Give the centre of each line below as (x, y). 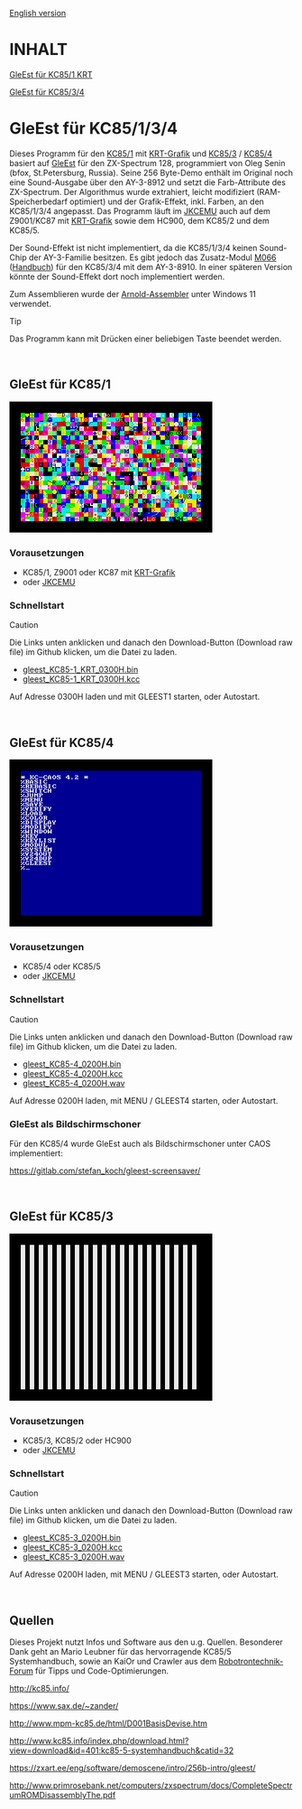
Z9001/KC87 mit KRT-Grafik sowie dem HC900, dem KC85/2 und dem (140, 220)
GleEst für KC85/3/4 (47, 92)
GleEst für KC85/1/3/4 (94, 129)
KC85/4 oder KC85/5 (61, 966)
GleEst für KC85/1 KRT (51, 74)
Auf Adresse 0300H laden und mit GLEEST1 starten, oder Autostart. (135, 697)
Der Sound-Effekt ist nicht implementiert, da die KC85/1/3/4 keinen (133, 247)
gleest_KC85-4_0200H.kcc (73, 1073)
